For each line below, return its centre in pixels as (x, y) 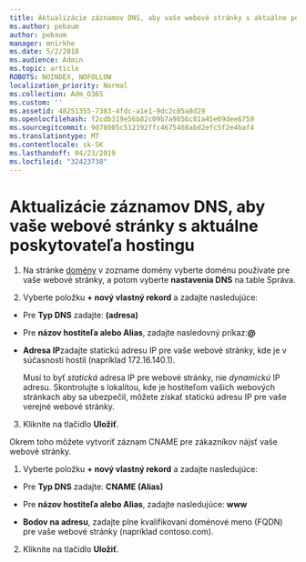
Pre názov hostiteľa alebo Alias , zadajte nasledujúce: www (135, 505)
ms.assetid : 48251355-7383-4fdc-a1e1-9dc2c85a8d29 (107, 111)
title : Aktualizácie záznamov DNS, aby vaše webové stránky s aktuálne (148, 18)
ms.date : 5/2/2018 (44, 52)
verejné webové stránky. (69, 406)
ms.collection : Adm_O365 (56, 94)
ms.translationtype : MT (55, 136)
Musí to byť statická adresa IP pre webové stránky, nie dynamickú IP (151, 377)
